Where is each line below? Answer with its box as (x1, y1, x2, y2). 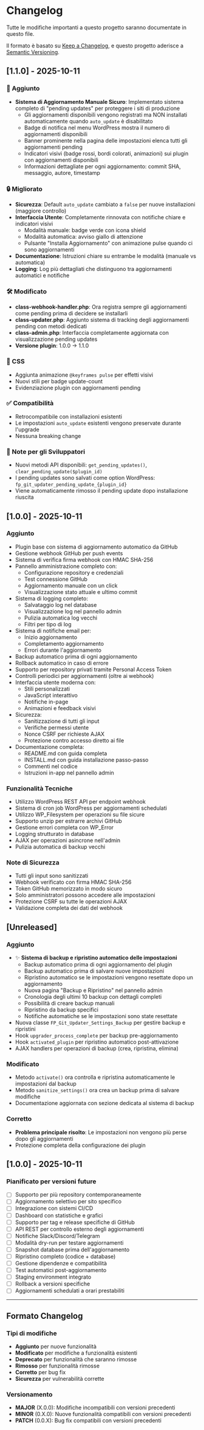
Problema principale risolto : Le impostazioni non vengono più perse (15, 1128, 187, 1136)
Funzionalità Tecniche (6, 784, 73, 793)
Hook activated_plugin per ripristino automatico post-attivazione (15, 1038, 179, 1045)
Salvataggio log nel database (24, 601, 97, 608)
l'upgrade (15, 426, 39, 433)
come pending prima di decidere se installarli (15, 310, 128, 317)
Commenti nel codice (24, 762, 78, 770)
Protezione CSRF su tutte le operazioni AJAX (15, 898, 127, 905)
